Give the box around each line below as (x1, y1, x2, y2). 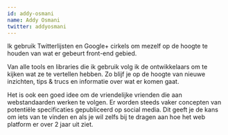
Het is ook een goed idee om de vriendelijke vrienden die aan (7, 91, 182, 99)
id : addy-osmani (7, 10, 54, 17)
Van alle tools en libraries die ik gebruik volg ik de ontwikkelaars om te (7, 63, 208, 71)
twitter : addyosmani (7, 23, 67, 30)
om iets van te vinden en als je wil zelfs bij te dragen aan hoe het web (7, 113, 206, 121)
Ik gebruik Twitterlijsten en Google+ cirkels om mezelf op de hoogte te (7, 42, 208, 51)
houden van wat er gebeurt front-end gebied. (7, 49, 137, 57)
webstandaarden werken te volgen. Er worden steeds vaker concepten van (7, 98, 222, 107)
